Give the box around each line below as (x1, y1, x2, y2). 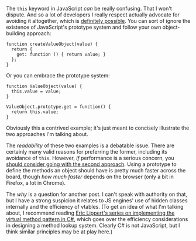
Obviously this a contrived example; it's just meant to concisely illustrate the (6, 124, 190, 131)
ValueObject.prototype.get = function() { (6, 104, 111, 110)
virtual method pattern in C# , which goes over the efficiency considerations (6, 216, 188, 222)
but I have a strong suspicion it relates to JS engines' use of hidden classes (6, 197, 188, 204)
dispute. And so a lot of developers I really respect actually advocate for (6, 11, 180, 18)
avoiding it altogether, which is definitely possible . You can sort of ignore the (6, 18, 191, 24)
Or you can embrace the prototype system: (6, 72, 110, 79)
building (6, 30, 26, 37)
